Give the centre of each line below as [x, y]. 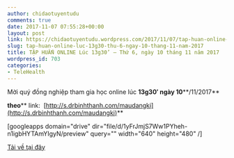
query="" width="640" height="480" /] [146, 134]
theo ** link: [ [27, 105]
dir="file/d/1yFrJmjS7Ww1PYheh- [140, 126]
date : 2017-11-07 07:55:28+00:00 [56, 26]
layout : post [26, 33]
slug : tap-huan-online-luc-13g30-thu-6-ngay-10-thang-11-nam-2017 [106, 46]
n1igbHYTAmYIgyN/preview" [48, 134]
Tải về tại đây [26, 147]
